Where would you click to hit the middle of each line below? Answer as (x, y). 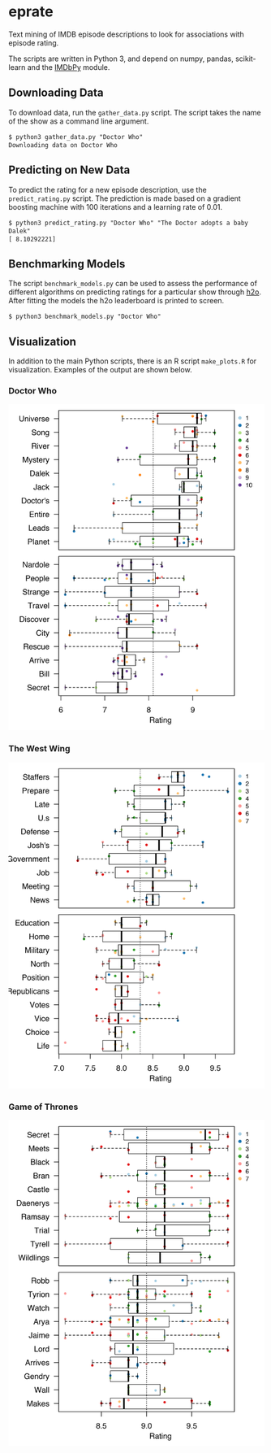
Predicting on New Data (69, 170)
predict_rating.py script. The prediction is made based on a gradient (125, 198)
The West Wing (39, 749)
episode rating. (34, 42)
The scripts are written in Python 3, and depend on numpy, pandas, (121, 59)
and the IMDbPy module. (69, 67)
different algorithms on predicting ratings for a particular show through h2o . (135, 292)
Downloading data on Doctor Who (63, 145)
